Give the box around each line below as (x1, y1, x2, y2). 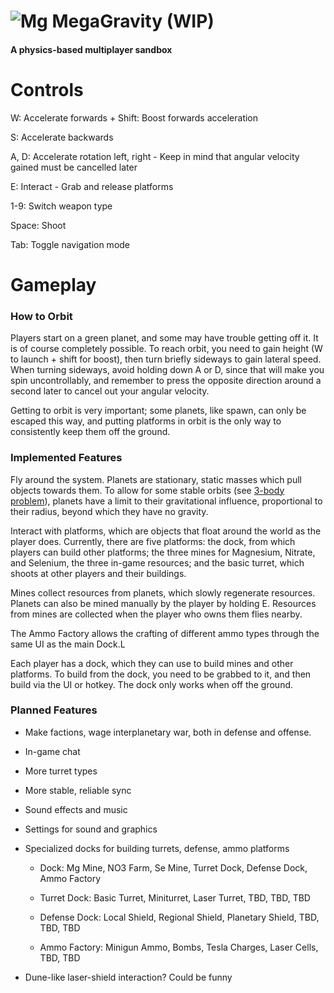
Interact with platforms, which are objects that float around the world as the (10, 525, 322, 537)
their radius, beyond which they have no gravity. (10, 505, 209, 517)
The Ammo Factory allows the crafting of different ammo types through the (10, 627, 320, 639)
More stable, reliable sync (24, 784, 132, 796)
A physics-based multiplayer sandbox (10, 43, 173, 55)
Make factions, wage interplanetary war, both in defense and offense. (24, 726, 312, 738)
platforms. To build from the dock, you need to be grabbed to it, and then (10, 668, 312, 680)
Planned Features (10, 703, 98, 717)
